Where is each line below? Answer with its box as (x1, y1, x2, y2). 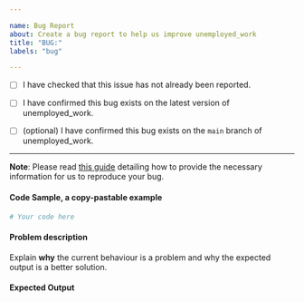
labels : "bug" (9, 46, 63, 55)
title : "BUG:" (9, 38, 63, 47)
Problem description (9, 232, 88, 243)
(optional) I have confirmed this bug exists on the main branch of (22, 125, 262, 136)
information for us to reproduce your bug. (9, 171, 165, 182)
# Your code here (9, 212, 75, 221)
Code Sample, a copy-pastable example (9, 192, 163, 203)
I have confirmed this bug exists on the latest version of (22, 97, 231, 109)
